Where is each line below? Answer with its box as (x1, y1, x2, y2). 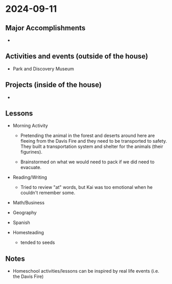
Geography (12, 210, 37, 216)
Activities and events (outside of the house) (5, 52, 148, 61)
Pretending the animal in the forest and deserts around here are (20, 132, 155, 139)
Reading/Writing (12, 174, 47, 180)
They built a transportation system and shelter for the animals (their (20, 143, 163, 149)
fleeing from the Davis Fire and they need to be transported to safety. (20, 138, 167, 144)
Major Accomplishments (5, 24, 86, 32)
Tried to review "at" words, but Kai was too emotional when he (20, 184, 153, 191)
